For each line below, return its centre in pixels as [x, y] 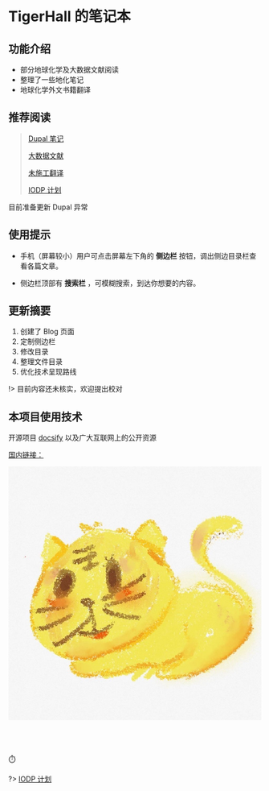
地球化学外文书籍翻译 [55, 90]
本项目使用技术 [45, 417]
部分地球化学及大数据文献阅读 [69, 70]
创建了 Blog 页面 [47, 332]
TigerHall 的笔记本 [69, 17]
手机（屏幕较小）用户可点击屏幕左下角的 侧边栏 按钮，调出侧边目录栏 [134, 255]
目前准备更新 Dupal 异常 [48, 207]
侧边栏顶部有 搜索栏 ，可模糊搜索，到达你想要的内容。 [110, 283]
